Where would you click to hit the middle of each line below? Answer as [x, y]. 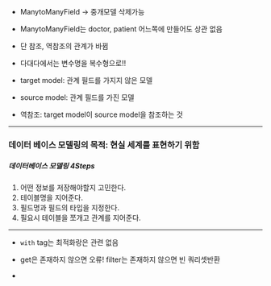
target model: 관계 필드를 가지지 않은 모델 [86, 80]
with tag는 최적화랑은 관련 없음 [69, 242]
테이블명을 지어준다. [51, 197]
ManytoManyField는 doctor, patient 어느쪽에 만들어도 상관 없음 [121, 29]
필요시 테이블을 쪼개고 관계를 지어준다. [80, 218]
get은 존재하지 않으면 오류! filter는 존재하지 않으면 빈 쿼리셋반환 [120, 259]
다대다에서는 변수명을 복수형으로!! [73, 63]
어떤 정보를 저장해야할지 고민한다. [73, 187]
